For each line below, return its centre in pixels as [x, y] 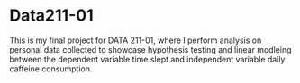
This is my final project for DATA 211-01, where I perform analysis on [136, 40]
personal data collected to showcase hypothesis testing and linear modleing [150, 49]
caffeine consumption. [51, 69]
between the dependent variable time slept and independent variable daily [147, 59]
